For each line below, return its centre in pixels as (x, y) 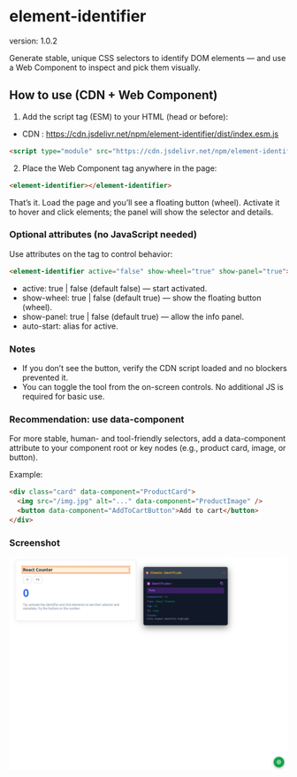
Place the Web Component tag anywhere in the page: (119, 168)
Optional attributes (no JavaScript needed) (103, 235)
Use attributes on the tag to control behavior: (91, 253)
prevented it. (45, 377)
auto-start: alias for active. (70, 326)
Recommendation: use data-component (97, 419)
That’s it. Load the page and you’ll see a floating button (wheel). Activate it (145, 202)
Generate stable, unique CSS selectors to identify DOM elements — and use (148, 58)
